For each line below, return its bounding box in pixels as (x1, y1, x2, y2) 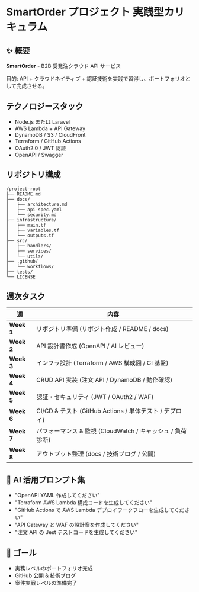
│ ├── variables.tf (6, 227, 60, 233)
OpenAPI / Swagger (14, 151, 63, 158)
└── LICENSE (6, 274, 36, 280)
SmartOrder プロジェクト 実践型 (6, 5, 164, 19)
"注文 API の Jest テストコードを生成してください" (14, 529, 138, 536)
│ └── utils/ (6, 253, 44, 259)
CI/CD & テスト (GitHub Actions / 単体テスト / (36, 407, 163, 415)
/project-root (6, 186, 41, 192)
